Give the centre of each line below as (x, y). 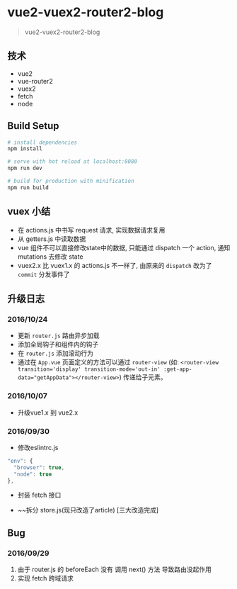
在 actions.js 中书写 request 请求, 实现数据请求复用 (91, 230)
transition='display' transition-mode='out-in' (89, 369)
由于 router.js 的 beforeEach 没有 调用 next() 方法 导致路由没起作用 (115, 570)
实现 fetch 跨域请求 (46, 578)
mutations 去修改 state (50, 257)
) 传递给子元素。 (143, 377)
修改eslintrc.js (38, 447)
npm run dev (25, 168)
